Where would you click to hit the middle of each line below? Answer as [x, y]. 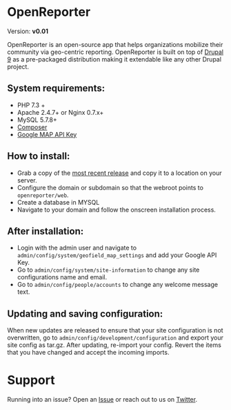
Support [31, 380]
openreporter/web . [43, 195]
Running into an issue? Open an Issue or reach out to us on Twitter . [102, 400]
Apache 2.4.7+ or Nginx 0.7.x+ [60, 112]
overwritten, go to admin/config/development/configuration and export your [115, 338]
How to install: [39, 156]
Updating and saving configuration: [85, 314]
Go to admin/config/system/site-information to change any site [108, 270]
